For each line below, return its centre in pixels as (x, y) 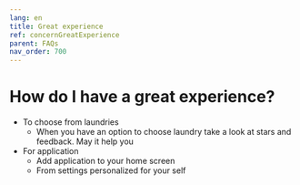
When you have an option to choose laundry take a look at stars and (164, 132)
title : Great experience (56, 26)
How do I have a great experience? (142, 97)
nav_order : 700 (38, 52)
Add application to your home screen (105, 161)
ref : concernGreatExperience (65, 35)
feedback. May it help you (85, 141)
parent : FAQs (34, 43)
